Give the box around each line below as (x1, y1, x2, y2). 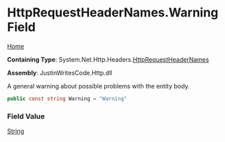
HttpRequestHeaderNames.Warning (7, 5, 219, 21)
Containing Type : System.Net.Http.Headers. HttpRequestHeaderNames (7, 55, 209, 63)
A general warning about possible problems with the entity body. (7, 82, 190, 90)
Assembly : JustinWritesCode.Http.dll (7, 69, 113, 77)
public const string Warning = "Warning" (7, 95, 128, 102)
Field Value (7, 111, 45, 121)
